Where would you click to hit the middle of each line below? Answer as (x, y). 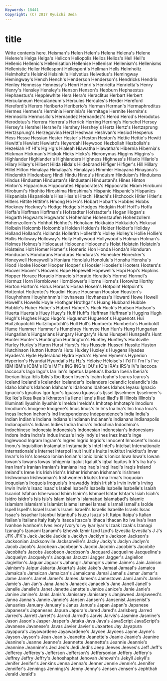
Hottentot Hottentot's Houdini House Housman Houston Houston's (74, 292)
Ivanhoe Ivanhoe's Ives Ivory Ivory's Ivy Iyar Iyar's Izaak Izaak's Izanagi (79, 526)
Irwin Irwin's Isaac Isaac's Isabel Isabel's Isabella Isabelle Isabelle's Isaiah (81, 488)
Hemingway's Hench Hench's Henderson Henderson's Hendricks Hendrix (81, 79)
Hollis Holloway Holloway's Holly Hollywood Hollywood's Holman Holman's (82, 239)
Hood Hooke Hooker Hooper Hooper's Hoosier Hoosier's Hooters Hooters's (83, 265)
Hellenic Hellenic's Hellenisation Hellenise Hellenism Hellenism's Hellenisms (83, 63)
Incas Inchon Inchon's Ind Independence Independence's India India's (77, 414)
